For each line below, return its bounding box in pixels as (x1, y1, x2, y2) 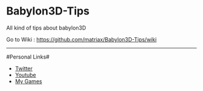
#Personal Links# (6, 53, 50, 60)
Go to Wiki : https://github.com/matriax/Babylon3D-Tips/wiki (6, 36, 157, 43)
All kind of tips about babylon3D (6, 24, 86, 31)
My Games (14, 77, 42, 85)
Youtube (14, 71, 36, 78)
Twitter (14, 64, 33, 72)
